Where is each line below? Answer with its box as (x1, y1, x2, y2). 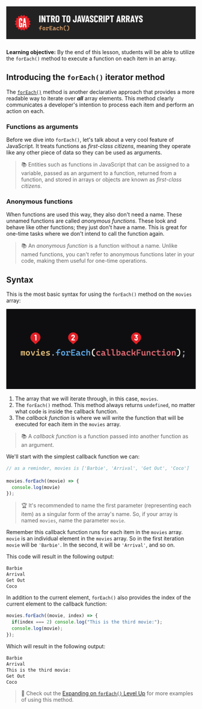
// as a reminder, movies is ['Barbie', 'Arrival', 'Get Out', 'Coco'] (6, 465, 189, 471)
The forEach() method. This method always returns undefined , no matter (14, 401, 195, 408)
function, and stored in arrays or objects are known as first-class (20, 176, 182, 183)
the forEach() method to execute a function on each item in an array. (6, 55, 177, 63)
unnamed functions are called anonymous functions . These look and (6, 217, 177, 225)
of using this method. (20, 696, 74, 703)
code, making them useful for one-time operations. (20, 257, 148, 265)
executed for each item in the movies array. (14, 420, 121, 428)
